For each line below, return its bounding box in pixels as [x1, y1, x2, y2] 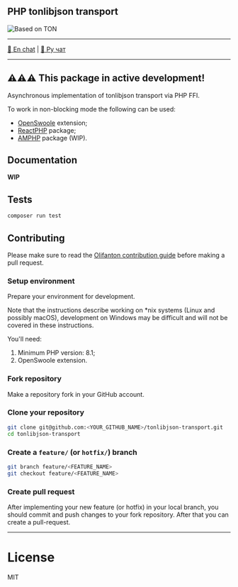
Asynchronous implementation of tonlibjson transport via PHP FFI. [7, 91, 200, 99]
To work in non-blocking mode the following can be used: [7, 104, 176, 113]
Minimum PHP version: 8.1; [17, 349, 96, 357]
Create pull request [7, 486, 75, 496]
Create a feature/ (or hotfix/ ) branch [7, 447, 138, 457]
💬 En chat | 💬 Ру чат [7, 45, 66, 53]
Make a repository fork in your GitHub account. [7, 390, 145, 398]
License [7, 549, 55, 566]
